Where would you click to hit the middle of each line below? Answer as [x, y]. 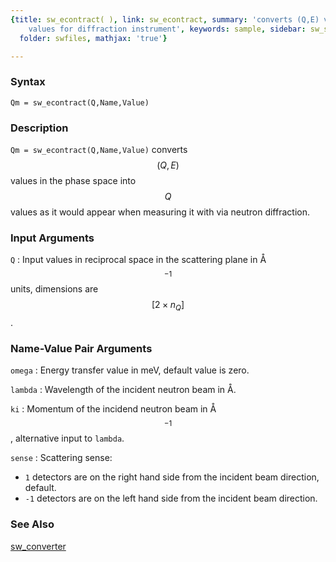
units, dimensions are [54, 289]
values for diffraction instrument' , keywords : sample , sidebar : [167, 29]
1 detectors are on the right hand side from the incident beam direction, [172, 477]
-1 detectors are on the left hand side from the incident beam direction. [171, 498]
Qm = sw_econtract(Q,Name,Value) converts [99, 149]
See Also [32, 524]
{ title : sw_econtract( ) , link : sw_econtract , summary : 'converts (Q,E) [165, 19]
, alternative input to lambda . [67, 438]
